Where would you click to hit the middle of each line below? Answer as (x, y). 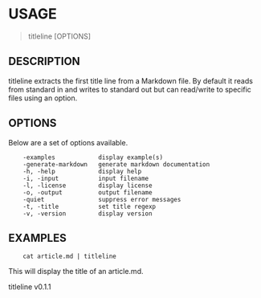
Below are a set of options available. (68, 142)
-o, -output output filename (88, 192)
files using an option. (43, 98)
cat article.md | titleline (69, 257)
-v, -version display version (88, 214)
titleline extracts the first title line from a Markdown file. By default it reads (130, 80)
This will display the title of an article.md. (76, 271)
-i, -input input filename (86, 178)
